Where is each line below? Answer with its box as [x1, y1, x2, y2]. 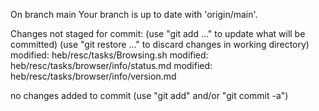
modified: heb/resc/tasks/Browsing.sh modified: [10, 49, 209, 61]
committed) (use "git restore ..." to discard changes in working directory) [10, 39, 310, 50]
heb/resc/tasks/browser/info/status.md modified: [10, 60, 213, 71]
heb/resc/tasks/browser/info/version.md [10, 70, 177, 82]
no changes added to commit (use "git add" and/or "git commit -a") [10, 90, 289, 101]
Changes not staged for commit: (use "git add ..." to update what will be [10, 28, 306, 39]
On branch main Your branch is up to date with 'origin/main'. [10, 9, 258, 20]
